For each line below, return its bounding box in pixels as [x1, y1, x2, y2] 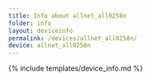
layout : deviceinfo [8, 26, 74, 34]
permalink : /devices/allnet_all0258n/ [8, 34, 137, 43]
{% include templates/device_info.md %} [8, 63, 144, 73]
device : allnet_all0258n [8, 42, 91, 50]
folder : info [8, 19, 52, 27]
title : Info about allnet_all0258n [8, 11, 127, 20]
